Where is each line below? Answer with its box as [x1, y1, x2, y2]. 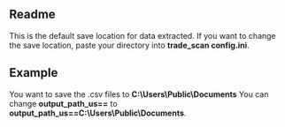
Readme [9, 7, 56, 22]
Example [9, 65, 58, 80]
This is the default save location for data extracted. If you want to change [9, 30, 276, 41]
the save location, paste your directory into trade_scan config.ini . [9, 40, 250, 50]
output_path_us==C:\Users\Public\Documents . [9, 108, 187, 118]
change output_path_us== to [9, 98, 118, 108]
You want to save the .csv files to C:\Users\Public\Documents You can [9, 88, 269, 100]
